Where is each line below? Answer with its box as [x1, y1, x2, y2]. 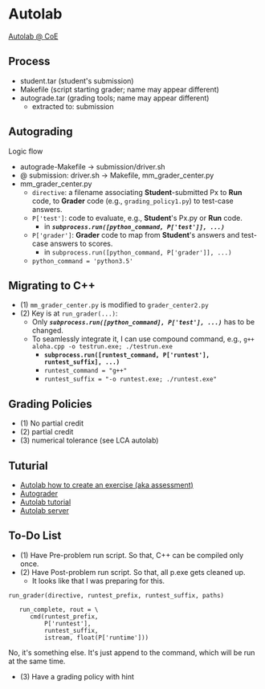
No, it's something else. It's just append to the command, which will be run [8, 647, 255, 657]
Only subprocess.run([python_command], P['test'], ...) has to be [31, 317, 255, 327]
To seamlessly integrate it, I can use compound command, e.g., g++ [31, 334, 255, 344]
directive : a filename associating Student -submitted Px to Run [31, 187, 243, 197]
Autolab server [19, 506, 70, 515]
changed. [31, 326, 64, 336]
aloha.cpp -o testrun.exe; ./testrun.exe [31, 343, 173, 351]
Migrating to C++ [8, 279, 96, 292]
